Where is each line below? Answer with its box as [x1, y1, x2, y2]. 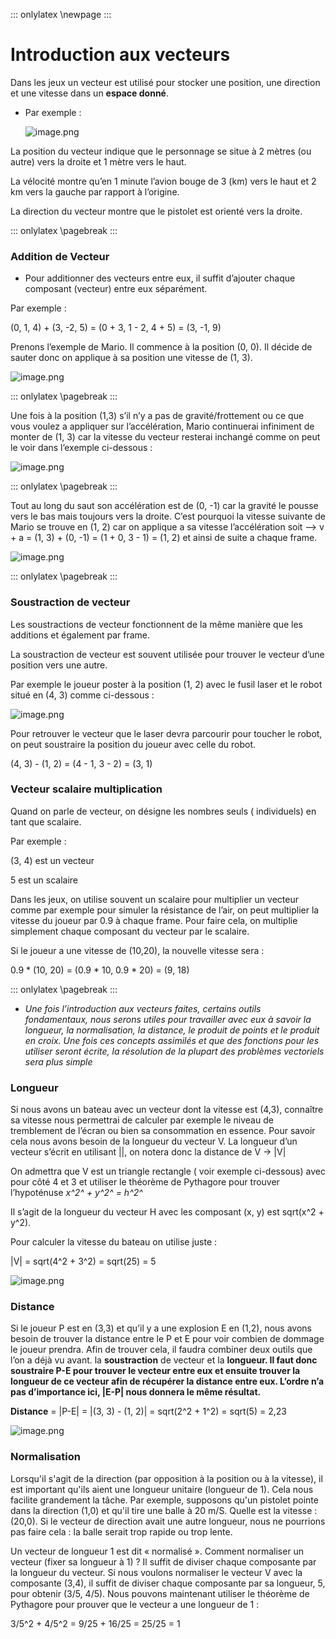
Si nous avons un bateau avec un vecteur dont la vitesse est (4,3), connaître [10, 1104, 324, 1116]
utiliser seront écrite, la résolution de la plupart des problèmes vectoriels [24, 1045, 325, 1057]
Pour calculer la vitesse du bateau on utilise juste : [10, 1236, 218, 1248]
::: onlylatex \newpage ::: [10, 9, 112, 20]
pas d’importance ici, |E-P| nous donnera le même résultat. [10, 1386, 262, 1398]
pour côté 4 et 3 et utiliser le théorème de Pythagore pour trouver [10, 1176, 280, 1188]
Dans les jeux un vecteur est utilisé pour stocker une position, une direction [10, 76, 321, 88]
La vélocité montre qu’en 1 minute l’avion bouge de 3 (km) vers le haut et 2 [10, 175, 317, 187]
